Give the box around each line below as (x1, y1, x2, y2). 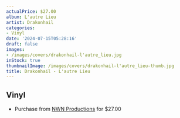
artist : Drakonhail (6, 19, 54, 25)
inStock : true (6, 57, 41, 63)
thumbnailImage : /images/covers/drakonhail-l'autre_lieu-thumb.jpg (6, 63, 175, 69)
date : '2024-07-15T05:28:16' (6, 36, 77, 41)
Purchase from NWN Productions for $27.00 (14, 106, 121, 113)
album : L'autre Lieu (6, 14, 57, 20)
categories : (6, 25, 35, 31)
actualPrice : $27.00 (6, 8, 57, 15)
